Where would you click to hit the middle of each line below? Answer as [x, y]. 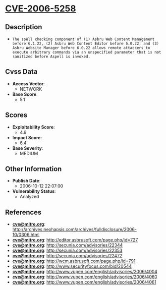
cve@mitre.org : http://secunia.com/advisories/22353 [67, 250]
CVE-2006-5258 [41, 9]
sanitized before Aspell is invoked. [51, 57]
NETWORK [31, 89]
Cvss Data [22, 72]
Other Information [33, 169]
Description [24, 27]
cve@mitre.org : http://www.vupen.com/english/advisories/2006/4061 [84, 282]
